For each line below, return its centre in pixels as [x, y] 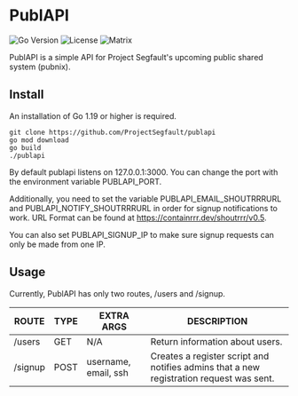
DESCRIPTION [218, 321]
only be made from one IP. [58, 244]
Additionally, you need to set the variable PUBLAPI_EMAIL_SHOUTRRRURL [145, 198]
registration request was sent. [212, 378]
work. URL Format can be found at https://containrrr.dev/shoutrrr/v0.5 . [138, 218]
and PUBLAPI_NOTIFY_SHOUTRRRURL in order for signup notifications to [143, 208]
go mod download [39, 140]
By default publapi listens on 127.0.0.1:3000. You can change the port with [144, 172]
